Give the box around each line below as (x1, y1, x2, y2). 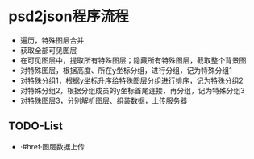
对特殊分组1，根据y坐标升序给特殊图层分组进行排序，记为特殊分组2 (19, 75, 244, 85)
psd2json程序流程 (8, 7, 129, 26)
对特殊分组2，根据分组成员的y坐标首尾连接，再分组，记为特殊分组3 (19, 85, 245, 95)
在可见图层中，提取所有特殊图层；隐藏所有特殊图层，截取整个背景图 (19, 55, 247, 65)
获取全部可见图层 (19, 45, 77, 55)
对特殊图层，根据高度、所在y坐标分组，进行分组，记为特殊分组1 (19, 65, 232, 75)
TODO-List (8, 120, 63, 133)
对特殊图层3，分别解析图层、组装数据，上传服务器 (19, 96, 188, 105)
